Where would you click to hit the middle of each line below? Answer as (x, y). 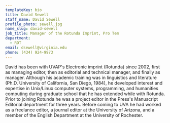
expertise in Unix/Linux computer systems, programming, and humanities (82, 88)
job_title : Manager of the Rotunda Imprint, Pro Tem (62, 33)
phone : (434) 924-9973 (29, 52)
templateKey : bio (24, 10)
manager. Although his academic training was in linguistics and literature (81, 77)
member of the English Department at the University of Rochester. (74, 115)
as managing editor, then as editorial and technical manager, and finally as (83, 72)
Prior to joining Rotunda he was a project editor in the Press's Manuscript (82, 99)
